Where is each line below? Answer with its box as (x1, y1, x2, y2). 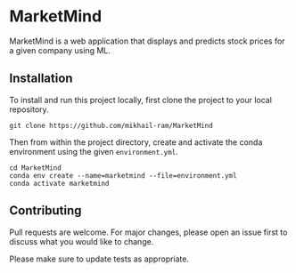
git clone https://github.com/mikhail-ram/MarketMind (9, 121, 214, 130)
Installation (9, 71, 73, 86)
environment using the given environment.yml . (9, 146, 178, 157)
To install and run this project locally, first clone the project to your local (9, 94, 272, 105)
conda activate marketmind (9, 179, 110, 188)
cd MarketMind (9, 163, 62, 173)
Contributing (9, 203, 82, 219)
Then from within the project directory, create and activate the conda (9, 136, 263, 148)
